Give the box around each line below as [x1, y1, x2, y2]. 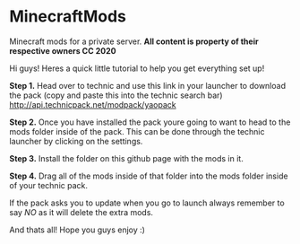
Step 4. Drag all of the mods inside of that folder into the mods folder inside [9, 170, 288, 181]
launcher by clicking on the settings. [9, 135, 143, 146]
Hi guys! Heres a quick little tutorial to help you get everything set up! [9, 63, 265, 74]
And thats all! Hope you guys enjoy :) [9, 224, 146, 235]
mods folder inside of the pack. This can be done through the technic [9, 126, 265, 136]
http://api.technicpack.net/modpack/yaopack [9, 99, 176, 109]
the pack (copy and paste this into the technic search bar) [9, 90, 223, 100]
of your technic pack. [9, 179, 88, 190]
